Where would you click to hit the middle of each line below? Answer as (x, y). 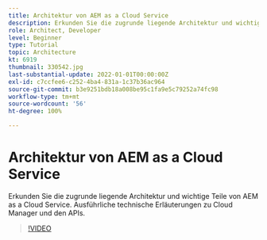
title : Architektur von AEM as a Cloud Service (89, 15)
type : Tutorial (33, 45)
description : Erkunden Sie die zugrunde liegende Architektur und (120, 23)
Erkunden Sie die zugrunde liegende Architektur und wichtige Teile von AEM (133, 196)
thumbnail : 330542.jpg (46, 67)
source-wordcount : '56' (48, 104)
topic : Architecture (43, 52)
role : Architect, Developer (55, 30)
